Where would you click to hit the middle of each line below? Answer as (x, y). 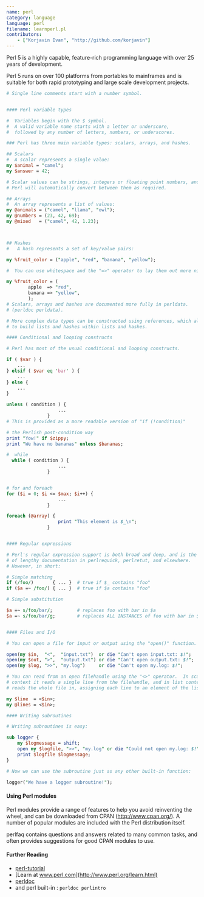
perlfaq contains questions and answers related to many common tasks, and (102, 834)
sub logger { (23, 737)
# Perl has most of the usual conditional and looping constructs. (93, 349)
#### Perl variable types (39, 110)
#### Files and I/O (31, 632)
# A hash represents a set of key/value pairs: (70, 248)
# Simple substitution (35, 600)
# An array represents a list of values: (61, 205)
